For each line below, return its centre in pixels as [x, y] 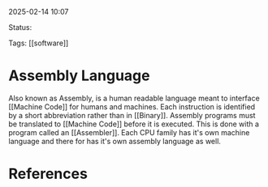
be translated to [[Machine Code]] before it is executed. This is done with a [134, 124]
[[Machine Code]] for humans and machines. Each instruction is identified [132, 106]
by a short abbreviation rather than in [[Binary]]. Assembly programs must [132, 115]
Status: [20, 27]
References [48, 174]
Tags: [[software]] [39, 43]
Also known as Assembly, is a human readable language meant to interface [134, 98]
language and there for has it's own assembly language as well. [115, 141]
